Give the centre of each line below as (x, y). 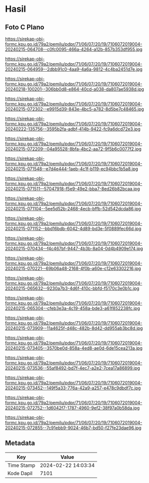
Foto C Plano (25, 27)
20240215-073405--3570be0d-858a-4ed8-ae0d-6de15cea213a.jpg (74, 348)
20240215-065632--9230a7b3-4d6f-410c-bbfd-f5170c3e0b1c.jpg (72, 288)
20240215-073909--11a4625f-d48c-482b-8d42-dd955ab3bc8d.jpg (74, 328)
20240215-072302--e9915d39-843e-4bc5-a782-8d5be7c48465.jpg (74, 109)
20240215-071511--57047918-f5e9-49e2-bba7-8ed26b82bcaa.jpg (73, 189)
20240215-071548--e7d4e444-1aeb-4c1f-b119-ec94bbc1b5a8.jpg (72, 169)
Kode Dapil (20, 473)
